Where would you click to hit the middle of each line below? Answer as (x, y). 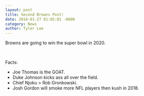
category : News (21, 24)
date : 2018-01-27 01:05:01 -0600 (40, 19)
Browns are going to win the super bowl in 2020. (55, 43)
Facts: (12, 62)
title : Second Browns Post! (35, 15)
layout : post (19, 10)
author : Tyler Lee (24, 29)
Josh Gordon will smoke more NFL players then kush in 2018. (76, 88)
